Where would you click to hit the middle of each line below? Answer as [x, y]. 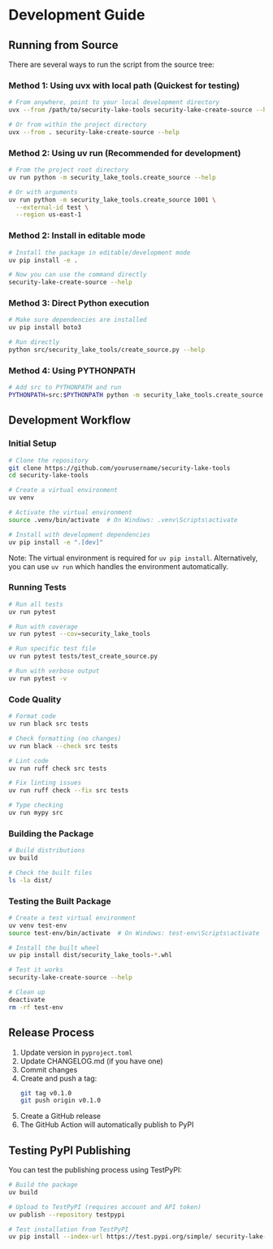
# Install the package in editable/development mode [100, 252]
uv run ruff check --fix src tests [69, 790]
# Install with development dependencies [80, 534]
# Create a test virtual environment [72, 918]
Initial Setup [32, 443]
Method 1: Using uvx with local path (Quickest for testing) [124, 85]
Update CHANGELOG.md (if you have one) [92, 1061]
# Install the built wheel [54, 948]
